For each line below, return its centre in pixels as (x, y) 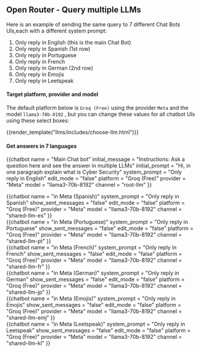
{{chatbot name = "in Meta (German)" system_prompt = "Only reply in (93, 273)
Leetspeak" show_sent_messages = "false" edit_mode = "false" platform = (98, 330)
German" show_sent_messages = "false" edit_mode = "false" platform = (95, 279)
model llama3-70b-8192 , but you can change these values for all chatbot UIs (100, 114)
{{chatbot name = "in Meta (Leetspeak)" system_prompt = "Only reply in (96, 324)
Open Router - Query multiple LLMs (74, 10)
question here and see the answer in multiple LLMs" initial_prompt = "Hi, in (98, 166)
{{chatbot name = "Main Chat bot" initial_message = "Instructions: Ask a (95, 159)
